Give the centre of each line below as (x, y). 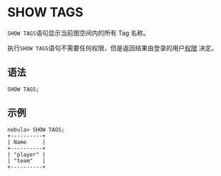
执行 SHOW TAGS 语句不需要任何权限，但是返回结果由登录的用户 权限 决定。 (113, 48)
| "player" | (27, 154)
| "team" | (27, 160)
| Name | (27, 142)
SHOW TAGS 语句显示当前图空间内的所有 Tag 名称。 (79, 33)
